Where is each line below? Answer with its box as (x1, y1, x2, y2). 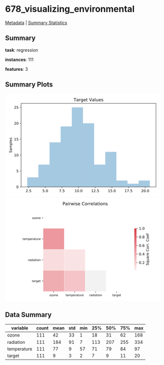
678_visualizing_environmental (5, 3, 135, 15)
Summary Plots (5, 80, 53, 89)
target (7, 353, 20, 359)
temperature (7, 346, 32, 352)
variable (11, 325, 28, 331)
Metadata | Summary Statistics (5, 20, 67, 26)
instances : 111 (5, 57, 33, 62)
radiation (7, 339, 26, 345)
